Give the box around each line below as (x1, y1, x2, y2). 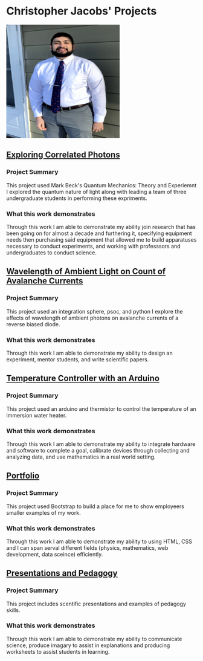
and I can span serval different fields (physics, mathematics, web (6, 544, 169, 551)
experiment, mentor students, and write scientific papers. (6, 355, 149, 363)
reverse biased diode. (6, 320, 60, 327)
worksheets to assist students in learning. (6, 648, 110, 655)
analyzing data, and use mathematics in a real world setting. (6, 453, 156, 460)
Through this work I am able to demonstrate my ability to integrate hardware (6, 440, 196, 448)
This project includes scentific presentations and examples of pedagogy (6, 600, 186, 607)
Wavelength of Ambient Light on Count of (6, 266, 166, 277)
